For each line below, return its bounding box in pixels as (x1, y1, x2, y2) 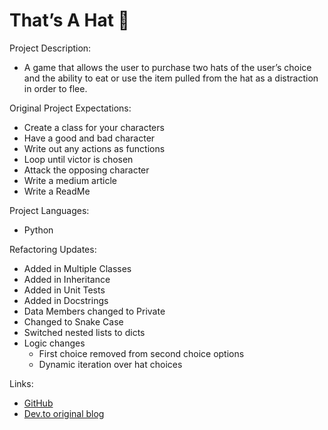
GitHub (23, 397, 54, 409)
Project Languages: (9, 204, 90, 216)
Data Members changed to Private (23, 305, 166, 317)
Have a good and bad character (23, 132, 156, 144)
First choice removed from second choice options (38, 347, 245, 359)
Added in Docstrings (23, 294, 109, 306)
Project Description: (9, 42, 92, 54)
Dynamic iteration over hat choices (38, 358, 183, 370)
